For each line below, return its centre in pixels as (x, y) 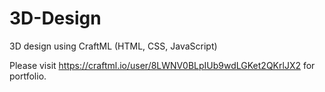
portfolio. (28, 76)
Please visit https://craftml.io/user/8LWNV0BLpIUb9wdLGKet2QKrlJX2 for (162, 65)
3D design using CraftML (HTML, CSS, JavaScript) (113, 46)
